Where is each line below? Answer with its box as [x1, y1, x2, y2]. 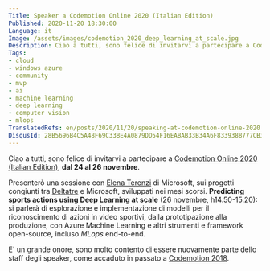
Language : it [8, 27, 52, 35]
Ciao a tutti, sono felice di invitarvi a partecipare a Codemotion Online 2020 [8, 154, 258, 163]
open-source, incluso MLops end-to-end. [8, 228, 146, 238]
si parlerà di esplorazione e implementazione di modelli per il [8, 203, 210, 213]
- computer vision [8, 109, 70, 117]
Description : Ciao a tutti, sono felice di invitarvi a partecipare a [8, 42, 250, 50]
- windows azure [8, 64, 63, 72]
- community [8, 72, 48, 80]
